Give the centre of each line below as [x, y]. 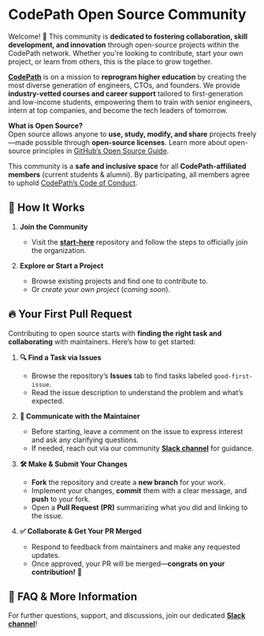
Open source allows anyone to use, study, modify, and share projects [122, 134]
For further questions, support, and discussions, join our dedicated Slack [127, 615]
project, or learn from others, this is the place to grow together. [110, 62]
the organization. [59, 250]
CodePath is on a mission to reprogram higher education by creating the [127, 77]
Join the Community [54, 226]
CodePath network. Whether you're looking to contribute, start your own [126, 53]
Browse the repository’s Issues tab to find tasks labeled [122, 376]
